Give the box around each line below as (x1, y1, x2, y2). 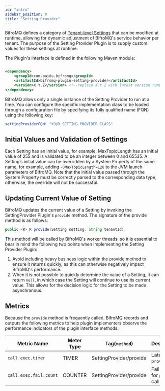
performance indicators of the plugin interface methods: (5, 325, 119, 331)
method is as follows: (5, 217, 48, 223)
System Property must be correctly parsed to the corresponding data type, (5, 175, 157, 180)
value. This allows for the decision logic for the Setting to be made (12, 282, 146, 288)
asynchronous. (12, 287, 43, 293)
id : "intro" (5, 7, 29, 12)
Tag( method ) (105, 340, 134, 347)
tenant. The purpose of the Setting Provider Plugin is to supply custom (5, 40, 148, 46)
